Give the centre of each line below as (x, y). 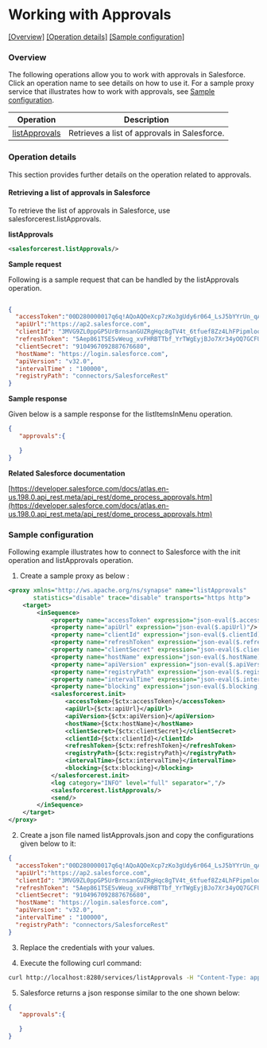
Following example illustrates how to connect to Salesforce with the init (124, 552)
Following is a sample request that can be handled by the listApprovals (124, 280)
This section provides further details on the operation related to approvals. (130, 174)
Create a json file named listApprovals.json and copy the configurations (137, 835)
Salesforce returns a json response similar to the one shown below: (130, 992)
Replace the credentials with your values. (87, 947)
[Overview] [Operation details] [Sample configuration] (97, 37)
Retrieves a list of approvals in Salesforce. (147, 133)
